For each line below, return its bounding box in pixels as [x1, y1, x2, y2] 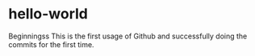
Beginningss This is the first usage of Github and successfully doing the [8, 31, 248, 41]
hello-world [8, 5, 89, 23]
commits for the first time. [8, 39, 94, 49]
